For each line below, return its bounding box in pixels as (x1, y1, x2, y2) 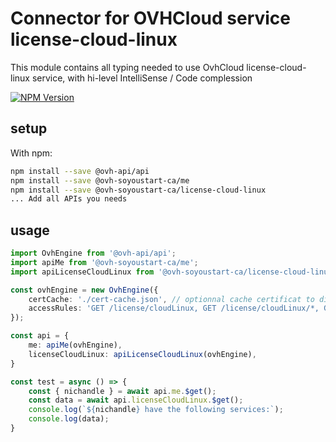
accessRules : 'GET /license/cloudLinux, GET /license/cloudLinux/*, (28, 303, 320, 314)
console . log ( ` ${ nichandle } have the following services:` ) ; (28, 405, 284, 415)
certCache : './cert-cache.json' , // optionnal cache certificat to (28, 294, 315, 304)
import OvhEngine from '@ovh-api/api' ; (10, 248, 177, 259)
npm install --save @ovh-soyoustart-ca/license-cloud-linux (10, 185, 267, 195)
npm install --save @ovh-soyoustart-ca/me (10, 175, 190, 186)
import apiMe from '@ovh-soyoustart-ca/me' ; (10, 257, 199, 267)
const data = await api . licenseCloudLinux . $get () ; (28, 395, 244, 406)
